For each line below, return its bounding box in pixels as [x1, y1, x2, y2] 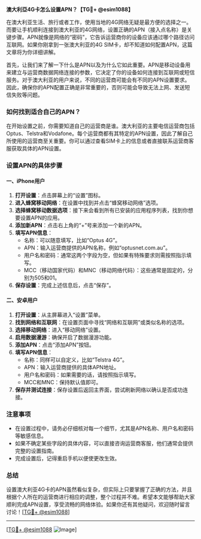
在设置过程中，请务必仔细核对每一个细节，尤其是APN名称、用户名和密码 [14, 424, 194, 432]
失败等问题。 [11, 91, 43, 98]
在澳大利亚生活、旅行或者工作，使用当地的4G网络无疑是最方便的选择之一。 [6, 19, 192, 26]
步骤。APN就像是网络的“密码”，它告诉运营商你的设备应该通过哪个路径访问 [11, 34, 195, 41]
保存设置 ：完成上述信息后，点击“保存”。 [14, 282, 115, 289]
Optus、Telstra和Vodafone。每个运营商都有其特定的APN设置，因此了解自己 [6, 130, 193, 137]
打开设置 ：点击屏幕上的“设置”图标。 [14, 192, 104, 199]
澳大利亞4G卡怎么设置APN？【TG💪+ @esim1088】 [6, 6, 133, 13]
